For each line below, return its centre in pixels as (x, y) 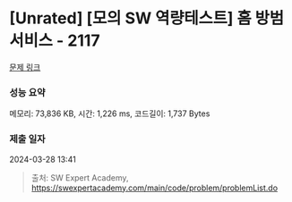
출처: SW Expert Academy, (80, 177)
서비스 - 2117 (55, 41)
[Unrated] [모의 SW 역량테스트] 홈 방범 (147, 18)
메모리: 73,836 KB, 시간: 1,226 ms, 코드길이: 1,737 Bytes (110, 114)
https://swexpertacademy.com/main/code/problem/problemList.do (155, 188)
